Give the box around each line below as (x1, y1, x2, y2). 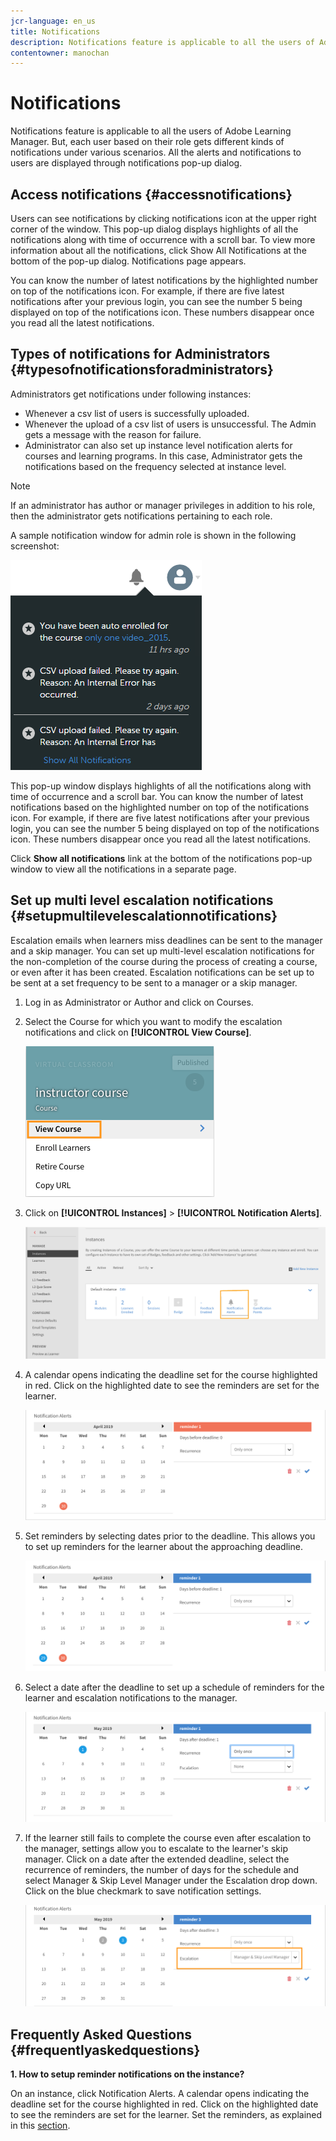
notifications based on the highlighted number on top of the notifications (10, 801, 310, 813)
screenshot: (10, 540, 60, 552)
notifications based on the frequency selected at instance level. (24, 460, 287, 472)
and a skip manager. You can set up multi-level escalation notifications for (10, 945, 315, 957)
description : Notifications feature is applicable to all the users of (10, 37, 315, 47)
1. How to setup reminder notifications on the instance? (10, 2068, 245, 2080)
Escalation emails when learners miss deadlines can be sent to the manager (10, 934, 323, 946)
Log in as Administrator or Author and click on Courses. (24, 996, 254, 1008)
